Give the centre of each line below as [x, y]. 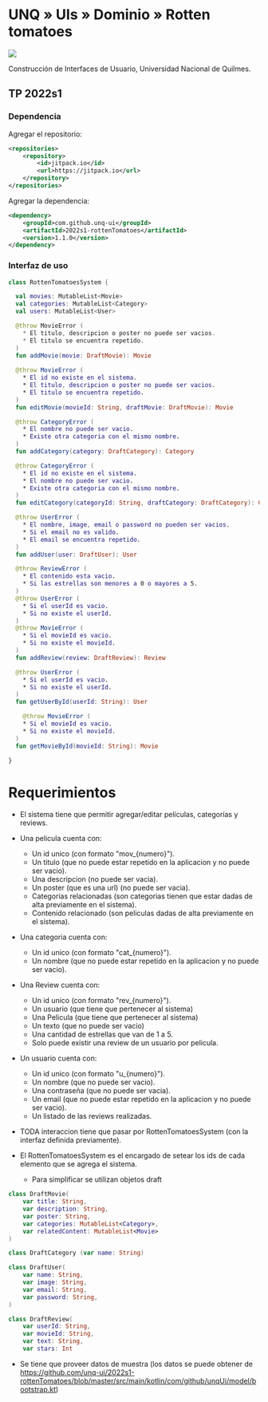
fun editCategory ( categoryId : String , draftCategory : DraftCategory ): [135, 503]
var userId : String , [57, 1326]
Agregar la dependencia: [49, 200]
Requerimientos [62, 792]
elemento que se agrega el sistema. [78, 1164]
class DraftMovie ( [39, 1195]
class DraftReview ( [41, 1319]
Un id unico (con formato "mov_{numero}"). [103, 854]
